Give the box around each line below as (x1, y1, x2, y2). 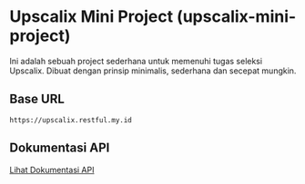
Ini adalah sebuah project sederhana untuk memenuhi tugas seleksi (9, 55, 262, 66)
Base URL (9, 92, 66, 107)
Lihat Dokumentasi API (9, 164, 95, 175)
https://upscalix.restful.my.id (9, 115, 132, 124)
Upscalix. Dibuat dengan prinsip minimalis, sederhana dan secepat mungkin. (9, 65, 297, 76)
